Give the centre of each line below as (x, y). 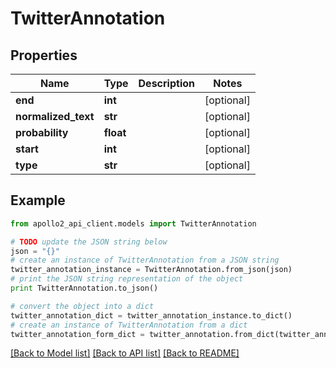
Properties (44, 55)
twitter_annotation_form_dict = (77, 334)
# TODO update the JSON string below (89, 242)
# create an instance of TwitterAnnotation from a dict (129, 325)
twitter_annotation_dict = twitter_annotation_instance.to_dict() (151, 315)
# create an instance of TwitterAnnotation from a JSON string (145, 260)
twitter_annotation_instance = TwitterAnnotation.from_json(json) (151, 270)
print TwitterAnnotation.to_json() (84, 288)
